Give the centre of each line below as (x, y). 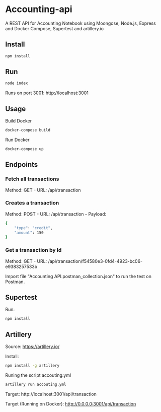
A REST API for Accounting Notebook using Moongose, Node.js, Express (80, 23)
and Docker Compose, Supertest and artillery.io (55, 28)
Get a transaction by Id (33, 250)
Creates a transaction (32, 203)
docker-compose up (24, 149)
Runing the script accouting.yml (38, 375)
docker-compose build (28, 130)
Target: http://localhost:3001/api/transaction (51, 394)
